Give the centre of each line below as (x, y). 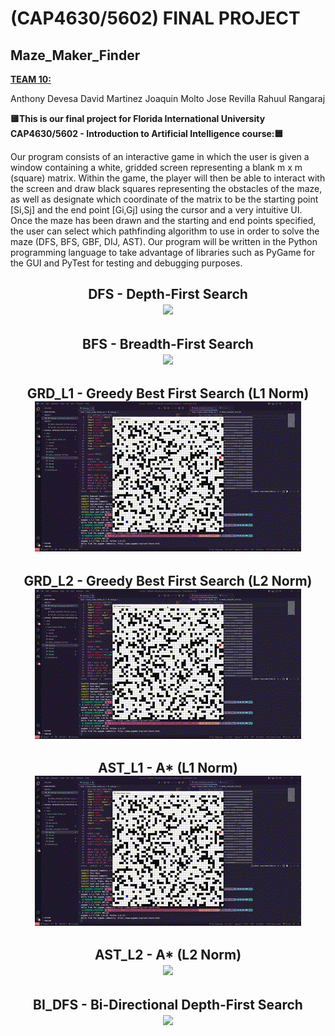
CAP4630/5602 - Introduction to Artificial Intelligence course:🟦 (147, 133)
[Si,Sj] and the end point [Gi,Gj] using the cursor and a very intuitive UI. (156, 210)
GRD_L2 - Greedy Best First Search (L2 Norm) (168, 580)
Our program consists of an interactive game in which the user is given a (160, 156)
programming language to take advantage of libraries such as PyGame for (163, 252)
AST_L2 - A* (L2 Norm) (168, 955)
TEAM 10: (31, 79)
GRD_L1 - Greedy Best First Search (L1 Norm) (168, 393)
